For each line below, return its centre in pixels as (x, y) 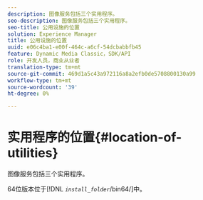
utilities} (33, 153)
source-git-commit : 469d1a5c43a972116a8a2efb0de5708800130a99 (101, 74)
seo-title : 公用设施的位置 (44, 27)
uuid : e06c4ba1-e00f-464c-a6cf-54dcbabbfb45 (74, 47)
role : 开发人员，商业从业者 (43, 61)
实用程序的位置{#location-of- (95, 137)
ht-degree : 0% (28, 94)
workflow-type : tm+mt (40, 80)
